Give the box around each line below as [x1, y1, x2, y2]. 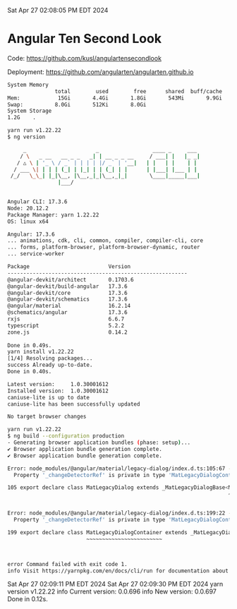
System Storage [7, 107, 52, 115]
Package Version [7, 263, 131, 270]
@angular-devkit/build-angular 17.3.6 [7, 282, 128, 290]
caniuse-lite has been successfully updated [7, 400, 140, 408]
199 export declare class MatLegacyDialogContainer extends [7, 529, 188, 536]
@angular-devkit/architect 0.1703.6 [7, 276, 134, 283]
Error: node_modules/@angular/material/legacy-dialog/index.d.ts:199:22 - [7, 509, 232, 517]
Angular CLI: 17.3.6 [7, 198, 68, 205]
